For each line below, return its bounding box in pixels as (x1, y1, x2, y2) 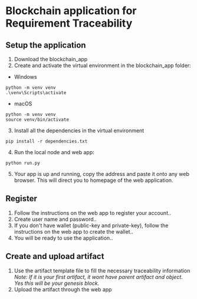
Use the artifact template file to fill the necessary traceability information (14, 267, 191, 274)
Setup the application (5, 40, 86, 50)
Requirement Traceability (5, 16, 133, 30)
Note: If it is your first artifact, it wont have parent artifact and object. (14, 273, 183, 280)
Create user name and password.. (14, 215, 97, 222)
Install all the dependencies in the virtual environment (14, 127, 145, 134)
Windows (14, 74, 37, 80)
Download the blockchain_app (14, 56, 88, 62)
